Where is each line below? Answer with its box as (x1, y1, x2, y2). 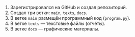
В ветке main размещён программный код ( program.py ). (10, 15, 131, 21)
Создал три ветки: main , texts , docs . (10, 10, 88, 16)
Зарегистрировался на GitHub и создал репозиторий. (10, 5, 127, 10)
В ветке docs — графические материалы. (10, 26, 99, 32)
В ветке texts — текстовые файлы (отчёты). (10, 20, 105, 26)
